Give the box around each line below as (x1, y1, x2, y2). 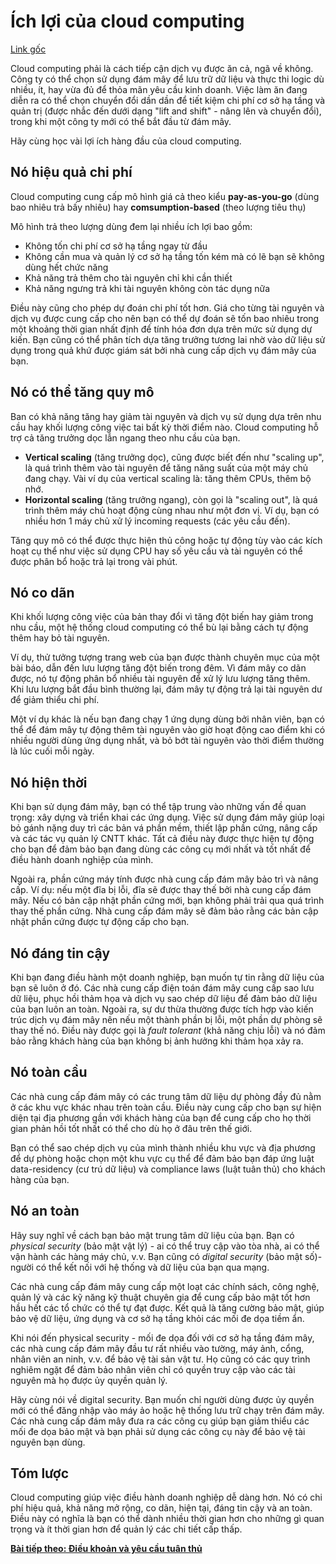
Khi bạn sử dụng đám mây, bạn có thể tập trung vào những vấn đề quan (10, 801, 307, 813)
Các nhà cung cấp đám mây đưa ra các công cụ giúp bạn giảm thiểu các (10, 1415, 310, 1427)
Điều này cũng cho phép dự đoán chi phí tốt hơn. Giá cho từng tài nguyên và (10, 301, 325, 314)
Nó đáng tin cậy (10, 945, 111, 962)
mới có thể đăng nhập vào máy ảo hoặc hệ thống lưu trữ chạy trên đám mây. (10, 1404, 325, 1416)
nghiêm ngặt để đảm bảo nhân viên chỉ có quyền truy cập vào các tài (10, 1363, 296, 1375)
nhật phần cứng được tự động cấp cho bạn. (10, 916, 190, 928)
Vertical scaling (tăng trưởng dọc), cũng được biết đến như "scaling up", (24, 451, 325, 463)
